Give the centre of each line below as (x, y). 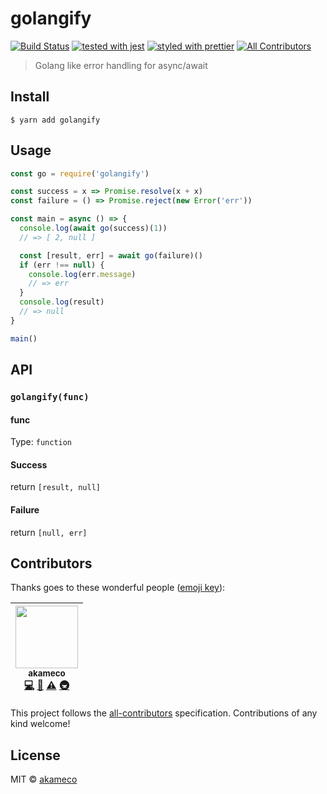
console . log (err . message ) (82, 274)
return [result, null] (55, 487)
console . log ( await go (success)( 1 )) (93, 228)
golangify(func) (50, 397)
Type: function (41, 442)
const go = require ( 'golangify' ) (80, 173)
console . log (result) (62, 302)
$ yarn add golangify (55, 120)
